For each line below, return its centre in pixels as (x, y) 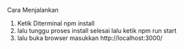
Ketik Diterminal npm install (56, 23)
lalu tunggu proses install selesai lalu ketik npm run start (97, 31)
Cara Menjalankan (33, 10)
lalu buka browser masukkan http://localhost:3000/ (90, 38)
